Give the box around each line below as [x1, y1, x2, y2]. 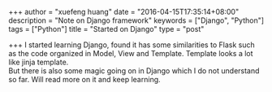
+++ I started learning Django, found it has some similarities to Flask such [8, 40, 255, 50]
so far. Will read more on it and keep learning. [8, 75, 161, 84]
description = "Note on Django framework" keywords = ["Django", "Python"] [8, 15, 265, 25]
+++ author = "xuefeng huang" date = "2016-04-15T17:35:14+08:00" [8, 7, 240, 16]
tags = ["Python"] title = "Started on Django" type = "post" [8, 24, 205, 33]
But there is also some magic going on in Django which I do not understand [8, 66, 260, 76]
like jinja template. [8, 57, 69, 67]
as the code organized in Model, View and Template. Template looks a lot [8, 49, 253, 58]
